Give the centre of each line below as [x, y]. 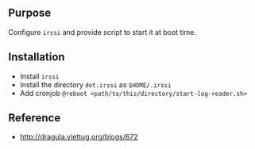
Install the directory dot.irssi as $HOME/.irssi [96, 84]
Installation [37, 57]
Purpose [30, 13]
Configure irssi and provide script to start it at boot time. [102, 32]
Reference [35, 118]
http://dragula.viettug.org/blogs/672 [79, 137]
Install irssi [39, 76]
